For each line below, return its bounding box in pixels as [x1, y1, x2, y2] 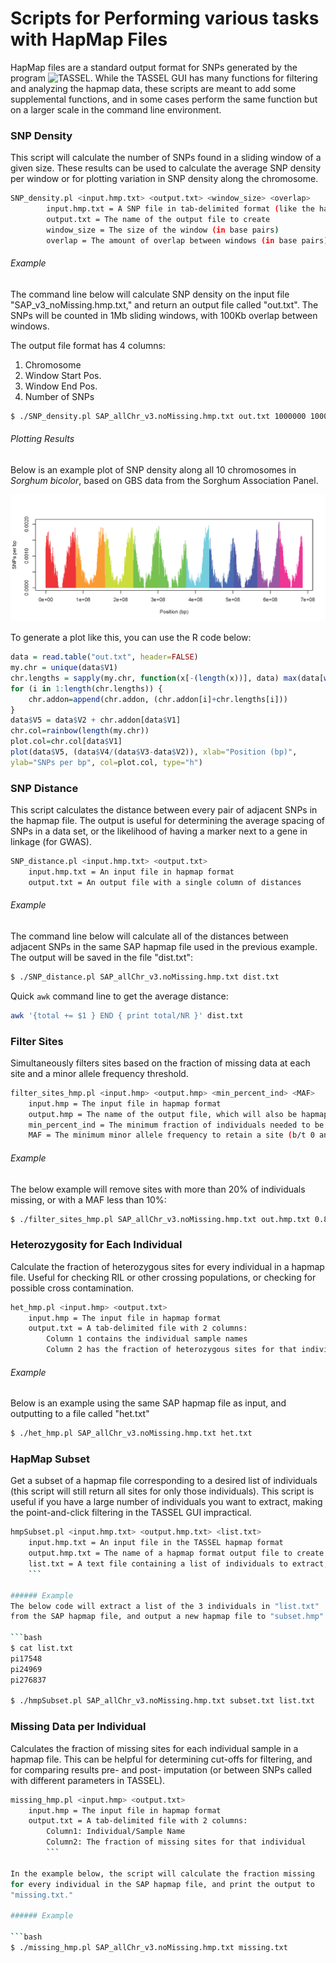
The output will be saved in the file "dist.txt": [10, 951, 194, 963]
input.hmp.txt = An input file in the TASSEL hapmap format [28, 1538, 284, 1548]
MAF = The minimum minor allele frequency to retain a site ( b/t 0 [28, 1130, 315, 1141]
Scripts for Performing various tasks [10, 7, 320, 30]
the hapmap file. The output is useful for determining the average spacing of [10, 815, 325, 827]
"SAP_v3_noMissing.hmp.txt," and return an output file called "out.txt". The [10, 298, 319, 311]
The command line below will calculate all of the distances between [10, 930, 289, 942]
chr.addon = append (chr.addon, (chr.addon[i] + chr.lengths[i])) [28, 694, 288, 704]
